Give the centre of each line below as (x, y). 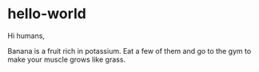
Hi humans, (26, 36)
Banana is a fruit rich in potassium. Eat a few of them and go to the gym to (129, 51)
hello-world (47, 14)
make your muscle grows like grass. (66, 59)
